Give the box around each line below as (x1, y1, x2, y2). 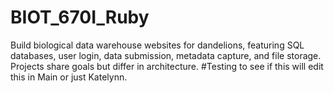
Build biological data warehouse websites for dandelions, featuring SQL (10, 39, 305, 51)
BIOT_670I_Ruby (10, 6, 150, 29)
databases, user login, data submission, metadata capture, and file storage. (10, 49, 322, 61)
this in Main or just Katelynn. (10, 71, 128, 83)
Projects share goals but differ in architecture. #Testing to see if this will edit (10, 60, 324, 72)
